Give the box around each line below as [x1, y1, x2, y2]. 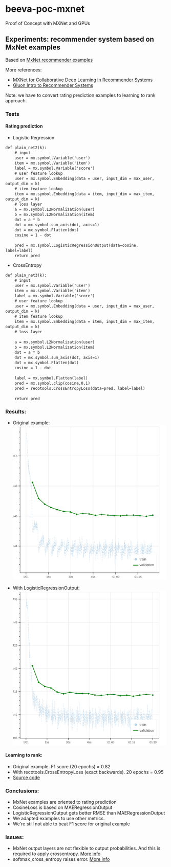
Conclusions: [5, 787, 39, 794]
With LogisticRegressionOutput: [12, 585, 80, 591]
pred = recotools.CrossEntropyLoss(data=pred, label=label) [14, 386, 145, 391]
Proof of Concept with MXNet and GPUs [5, 20, 91, 26]
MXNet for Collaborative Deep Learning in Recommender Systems [12, 77, 153, 83]
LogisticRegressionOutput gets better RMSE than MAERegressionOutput [12, 810, 165, 816]
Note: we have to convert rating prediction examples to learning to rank [5, 92, 156, 98]
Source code [12, 774, 40, 781]
